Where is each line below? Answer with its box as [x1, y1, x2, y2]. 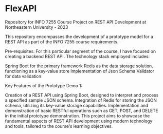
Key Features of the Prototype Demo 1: [5, 82, 83, 88]
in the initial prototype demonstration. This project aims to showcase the [5, 113, 150, 118]
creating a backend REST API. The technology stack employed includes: [5, 53, 150, 59]
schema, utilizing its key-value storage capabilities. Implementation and [5, 102, 148, 108]
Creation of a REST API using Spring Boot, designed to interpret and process [5, 92, 159, 98]
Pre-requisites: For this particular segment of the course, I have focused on [5, 48, 156, 54]
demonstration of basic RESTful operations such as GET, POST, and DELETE [5, 108, 159, 114]
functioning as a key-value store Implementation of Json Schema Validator [5, 68, 155, 74]
